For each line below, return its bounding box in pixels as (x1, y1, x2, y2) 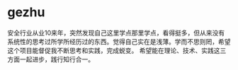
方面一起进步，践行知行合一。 (7, 54, 94, 64)
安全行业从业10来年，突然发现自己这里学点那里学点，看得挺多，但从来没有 (7, 28, 225, 37)
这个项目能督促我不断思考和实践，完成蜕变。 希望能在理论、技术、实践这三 (7, 46, 227, 54)
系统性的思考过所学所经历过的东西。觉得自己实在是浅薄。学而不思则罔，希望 (7, 37, 231, 46)
